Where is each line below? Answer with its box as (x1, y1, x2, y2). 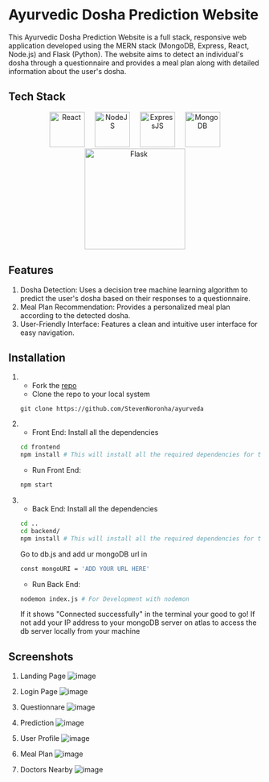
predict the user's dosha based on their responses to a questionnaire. (19, 293, 251, 303)
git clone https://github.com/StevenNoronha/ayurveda (19, 405, 204, 413)
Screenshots (8, 650, 74, 664)
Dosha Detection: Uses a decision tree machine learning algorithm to (19, 284, 248, 295)
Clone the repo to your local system (31, 389, 150, 399)
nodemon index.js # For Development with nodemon (19, 594, 190, 603)
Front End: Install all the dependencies (31, 428, 159, 437)
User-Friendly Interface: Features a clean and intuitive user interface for (19, 319, 259, 329)
